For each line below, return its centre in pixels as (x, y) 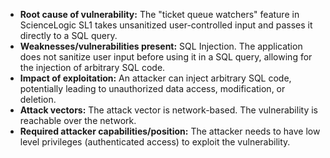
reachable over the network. (78, 120)
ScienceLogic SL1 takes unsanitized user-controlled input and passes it (166, 25)
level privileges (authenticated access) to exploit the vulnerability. (155, 142)
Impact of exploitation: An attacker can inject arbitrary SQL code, (155, 78)
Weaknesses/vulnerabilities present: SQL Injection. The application (161, 46)
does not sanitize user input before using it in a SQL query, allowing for (166, 57)
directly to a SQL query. (68, 35)
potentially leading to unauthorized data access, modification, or (152, 88)
